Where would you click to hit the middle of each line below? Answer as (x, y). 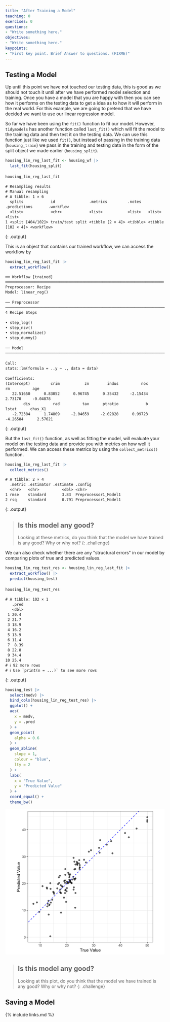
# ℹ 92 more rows (23, 665)
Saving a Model (30, 1002)
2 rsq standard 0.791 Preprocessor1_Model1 (63, 500)
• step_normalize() (26, 333)
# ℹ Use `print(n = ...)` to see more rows (51, 670)
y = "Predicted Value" (38, 786)
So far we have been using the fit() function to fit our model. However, (80, 124)
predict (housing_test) (34, 579)
